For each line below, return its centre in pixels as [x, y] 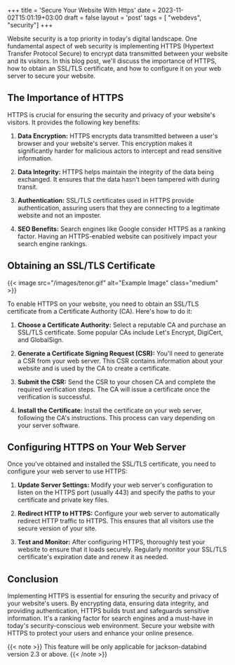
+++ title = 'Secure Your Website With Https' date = [82, 10]
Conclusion [33, 579]
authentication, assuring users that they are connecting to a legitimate [119, 208]
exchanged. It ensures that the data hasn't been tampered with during [118, 179]
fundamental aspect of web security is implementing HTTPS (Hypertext [110, 46]
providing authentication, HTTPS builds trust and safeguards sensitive [108, 611]
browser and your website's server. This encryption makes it [105, 143]
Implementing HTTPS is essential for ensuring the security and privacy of [113, 596]
